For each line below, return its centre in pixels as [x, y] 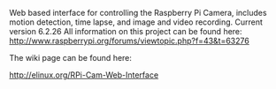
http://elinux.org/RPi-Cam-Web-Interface [84, 75]
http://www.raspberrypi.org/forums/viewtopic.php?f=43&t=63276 [129, 41]
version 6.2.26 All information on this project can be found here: [126, 31]
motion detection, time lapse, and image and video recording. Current [136, 22]
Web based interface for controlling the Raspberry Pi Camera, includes [138, 13]
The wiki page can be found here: [71, 58]
